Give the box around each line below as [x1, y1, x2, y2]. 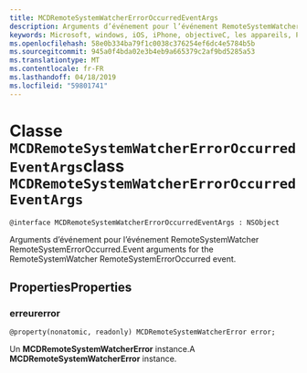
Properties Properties [9, 279, 132, 295]
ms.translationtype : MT [9, 56, 101, 65]
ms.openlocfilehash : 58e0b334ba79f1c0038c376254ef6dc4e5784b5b [9, 38, 256, 48]
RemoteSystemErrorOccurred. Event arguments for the [9, 243, 214, 254]
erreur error [9, 306, 61, 319]
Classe [9, 120, 63, 141]
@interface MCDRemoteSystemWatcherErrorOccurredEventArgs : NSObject [9, 218, 281, 227]
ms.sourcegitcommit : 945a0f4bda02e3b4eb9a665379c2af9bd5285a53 [9, 47, 256, 57]
